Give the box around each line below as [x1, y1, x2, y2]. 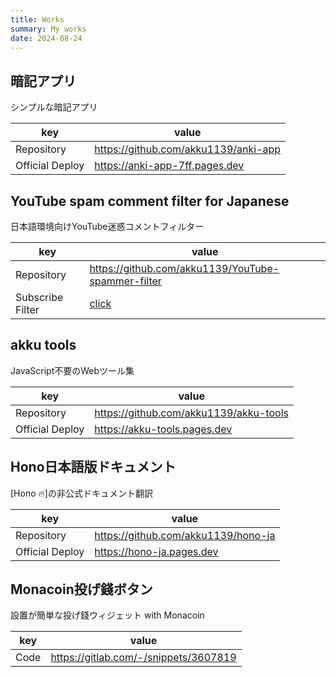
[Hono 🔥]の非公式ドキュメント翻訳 [10, 487, 153, 499]
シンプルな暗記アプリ [10, 101, 98, 113]
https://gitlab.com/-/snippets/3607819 [50, 651, 237, 665]
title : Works [10, 14, 65, 25]
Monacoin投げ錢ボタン [10, 581, 153, 598]
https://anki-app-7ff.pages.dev [94, 159, 245, 173]
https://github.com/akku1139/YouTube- [89, 262, 280, 275]
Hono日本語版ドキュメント [10, 459, 177, 476]
